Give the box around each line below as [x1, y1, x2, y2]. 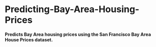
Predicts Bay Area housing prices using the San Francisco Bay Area [5, 31, 151, 37]
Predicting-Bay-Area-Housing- [5, 4, 140, 15]
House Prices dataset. [5, 36, 53, 42]
